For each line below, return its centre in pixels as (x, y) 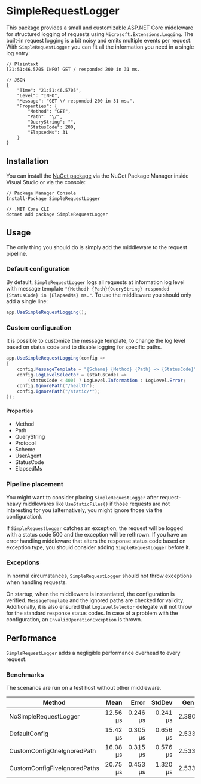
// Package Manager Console (41, 193)
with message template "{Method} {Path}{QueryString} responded (88, 288)
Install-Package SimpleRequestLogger (53, 198)
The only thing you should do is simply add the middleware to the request (97, 247)
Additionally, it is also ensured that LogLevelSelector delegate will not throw (99, 606)
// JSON (16, 80)
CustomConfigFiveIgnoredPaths (54, 768)
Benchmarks (25, 675)
